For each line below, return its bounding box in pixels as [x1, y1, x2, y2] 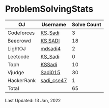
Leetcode [7, 53, 29, 60]
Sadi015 [40, 69, 60, 76]
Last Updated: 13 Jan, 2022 [5, 97, 61, 103]
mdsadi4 [40, 45, 61, 52]
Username [41, 21, 66, 28]
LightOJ [7, 45, 26, 52]
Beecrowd [7, 37, 31, 44]
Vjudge [7, 69, 25, 76]
